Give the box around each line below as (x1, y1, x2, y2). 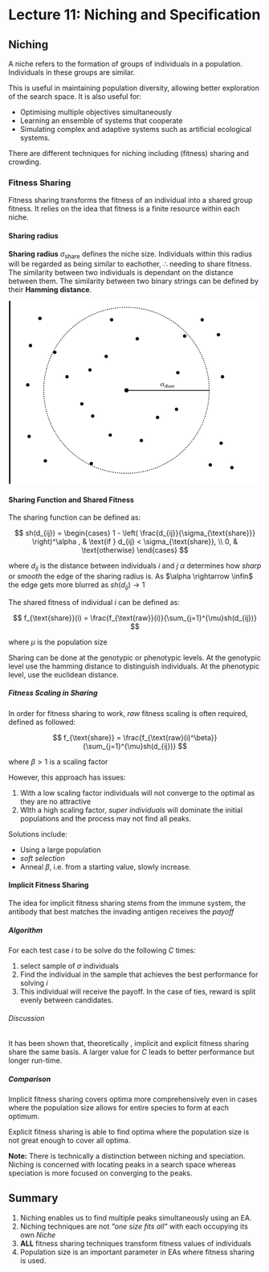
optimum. (8, 1112, 40, 1122)
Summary (8, 1192, 59, 1205)
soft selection (19, 853, 66, 862)
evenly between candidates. (19, 995, 114, 1005)
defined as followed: (8, 717, 76, 727)
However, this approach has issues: (8, 772, 126, 782)
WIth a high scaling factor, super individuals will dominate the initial (19, 805, 243, 814)
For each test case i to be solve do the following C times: (8, 945, 197, 955)
